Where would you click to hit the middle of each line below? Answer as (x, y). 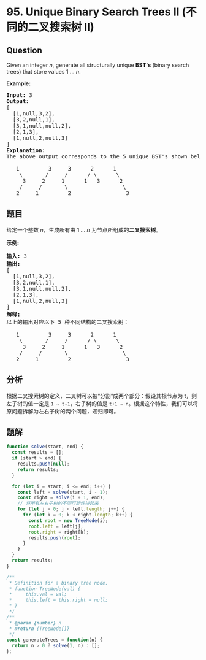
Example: (19, 83)
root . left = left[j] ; (56, 526)
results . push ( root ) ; (55, 538)
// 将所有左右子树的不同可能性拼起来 (58, 504)
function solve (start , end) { (45, 447)
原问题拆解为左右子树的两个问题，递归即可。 (63, 411)
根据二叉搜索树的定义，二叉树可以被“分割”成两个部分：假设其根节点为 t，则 (102, 396)
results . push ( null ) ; (44, 464)
